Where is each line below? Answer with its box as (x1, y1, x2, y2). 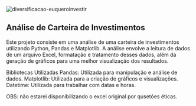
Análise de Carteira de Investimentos (6, 23, 146, 33)
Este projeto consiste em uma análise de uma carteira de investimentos (6, 38, 179, 46)
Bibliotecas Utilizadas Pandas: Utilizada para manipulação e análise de (6, 69, 178, 76)
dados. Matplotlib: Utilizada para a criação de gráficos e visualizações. (6, 75, 178, 82)
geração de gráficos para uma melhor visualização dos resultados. (6, 57, 169, 65)
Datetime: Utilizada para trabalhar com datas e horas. (6, 81, 136, 88)
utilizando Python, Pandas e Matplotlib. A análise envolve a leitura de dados (6, 44, 190, 52)
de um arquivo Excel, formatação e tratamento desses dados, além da (6, 51, 177, 58)
